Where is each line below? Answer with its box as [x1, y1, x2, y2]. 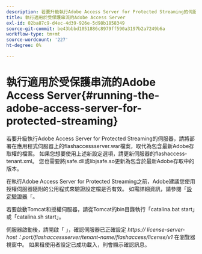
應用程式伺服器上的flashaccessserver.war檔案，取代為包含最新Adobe [16, 142, 189, 149]
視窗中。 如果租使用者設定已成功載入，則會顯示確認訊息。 [6, 241, 150, 248]
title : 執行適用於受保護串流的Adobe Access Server [6, 14, 126, 20]
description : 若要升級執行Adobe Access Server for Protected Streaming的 [6, 8, 189, 15]
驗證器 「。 [11, 193, 38, 200]
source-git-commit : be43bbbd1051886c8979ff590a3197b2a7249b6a [6, 25, 165, 32]
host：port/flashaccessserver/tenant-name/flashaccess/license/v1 [6, 233, 173, 241]
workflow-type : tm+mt [6, 31, 61, 37]
